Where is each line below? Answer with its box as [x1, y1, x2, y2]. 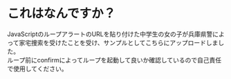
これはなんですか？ [7, 6, 116, 21]
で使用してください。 [7, 64, 68, 73]
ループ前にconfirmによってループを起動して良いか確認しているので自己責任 [7, 55, 222, 64]
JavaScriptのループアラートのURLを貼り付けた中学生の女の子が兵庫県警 [7, 30, 213, 38]
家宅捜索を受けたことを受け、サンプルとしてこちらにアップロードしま [19, 38, 219, 46]
